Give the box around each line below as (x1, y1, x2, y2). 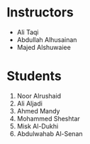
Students (6, 68, 62, 84)
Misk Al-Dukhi (16, 122, 59, 130)
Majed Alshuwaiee (16, 43, 72, 51)
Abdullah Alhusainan (16, 35, 77, 43)
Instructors (6, 4, 74, 21)
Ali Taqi (16, 28, 40, 36)
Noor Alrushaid (16, 91, 62, 100)
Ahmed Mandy (16, 106, 60, 115)
